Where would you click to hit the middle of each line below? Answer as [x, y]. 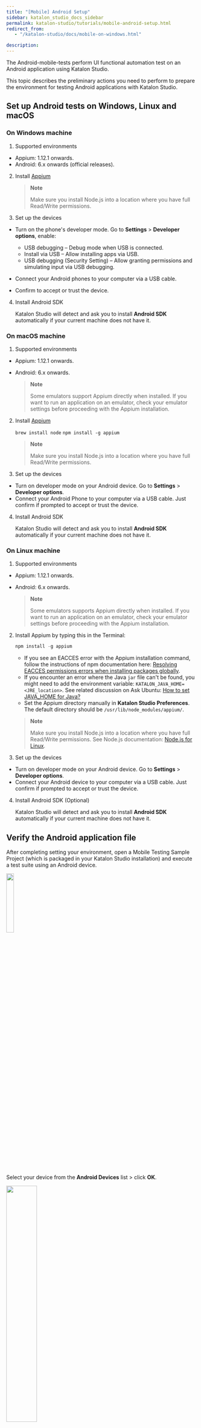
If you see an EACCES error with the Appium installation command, [107, 658]
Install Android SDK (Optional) [52, 801]
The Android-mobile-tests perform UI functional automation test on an [94, 62]
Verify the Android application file [71, 837]
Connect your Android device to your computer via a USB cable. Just [101, 782]
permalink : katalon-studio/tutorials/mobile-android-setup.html [89, 23]
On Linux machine [33, 550]
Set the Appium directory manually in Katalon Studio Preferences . [107, 703]
